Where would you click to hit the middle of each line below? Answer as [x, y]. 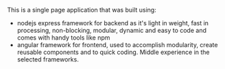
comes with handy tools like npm [63, 38]
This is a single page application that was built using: [82, 10]
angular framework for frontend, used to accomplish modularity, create [117, 45]
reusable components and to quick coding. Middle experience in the [113, 52]
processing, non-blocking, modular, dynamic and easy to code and [112, 30]
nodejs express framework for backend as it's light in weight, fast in [113, 23]
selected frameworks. [48, 59]
